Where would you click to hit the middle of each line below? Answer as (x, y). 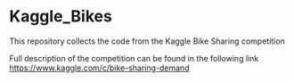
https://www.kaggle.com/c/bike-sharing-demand (99, 68)
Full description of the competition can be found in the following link (134, 58)
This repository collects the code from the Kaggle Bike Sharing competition (147, 41)
